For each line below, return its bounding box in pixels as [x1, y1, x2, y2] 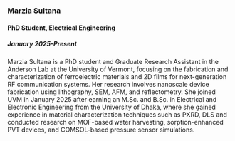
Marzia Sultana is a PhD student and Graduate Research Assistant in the [7, 58, 219, 66]
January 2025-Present [7, 40, 77, 48]
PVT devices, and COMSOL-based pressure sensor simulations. [7, 125, 195, 134]
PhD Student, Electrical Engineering [7, 23, 116, 32]
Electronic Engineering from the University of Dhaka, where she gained [7, 103, 216, 112]
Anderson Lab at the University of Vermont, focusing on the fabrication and [7, 65, 229, 73]
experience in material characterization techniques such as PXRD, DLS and [7, 110, 228, 119]
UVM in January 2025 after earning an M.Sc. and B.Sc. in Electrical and [7, 95, 217, 104]
